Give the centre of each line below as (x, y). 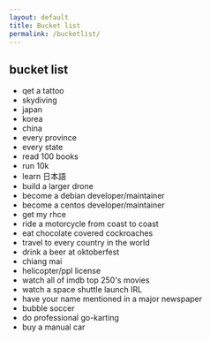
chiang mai (42, 261)
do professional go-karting (70, 318)
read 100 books (50, 156)
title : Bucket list (45, 26)
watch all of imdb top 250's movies (86, 280)
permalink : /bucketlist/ (55, 34)
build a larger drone (58, 186)
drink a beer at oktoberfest (71, 252)
